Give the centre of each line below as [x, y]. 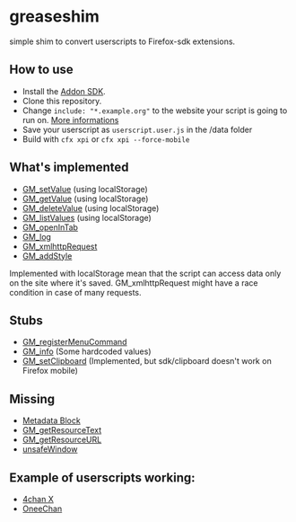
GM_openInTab [50, 227]
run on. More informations [70, 119]
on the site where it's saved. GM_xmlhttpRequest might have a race [134, 283]
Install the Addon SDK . [64, 91]
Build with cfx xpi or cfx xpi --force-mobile [106, 139]
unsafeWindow [50, 449]
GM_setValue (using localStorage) [85, 189]
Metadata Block [51, 420]
